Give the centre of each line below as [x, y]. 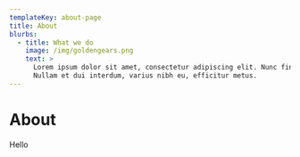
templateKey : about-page [55, 17]
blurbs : [24, 34]
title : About [33, 26]
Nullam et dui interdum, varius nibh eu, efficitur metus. [145, 76]
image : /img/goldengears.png [79, 51]
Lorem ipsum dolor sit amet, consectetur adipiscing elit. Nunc [155, 68]
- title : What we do [55, 42]
